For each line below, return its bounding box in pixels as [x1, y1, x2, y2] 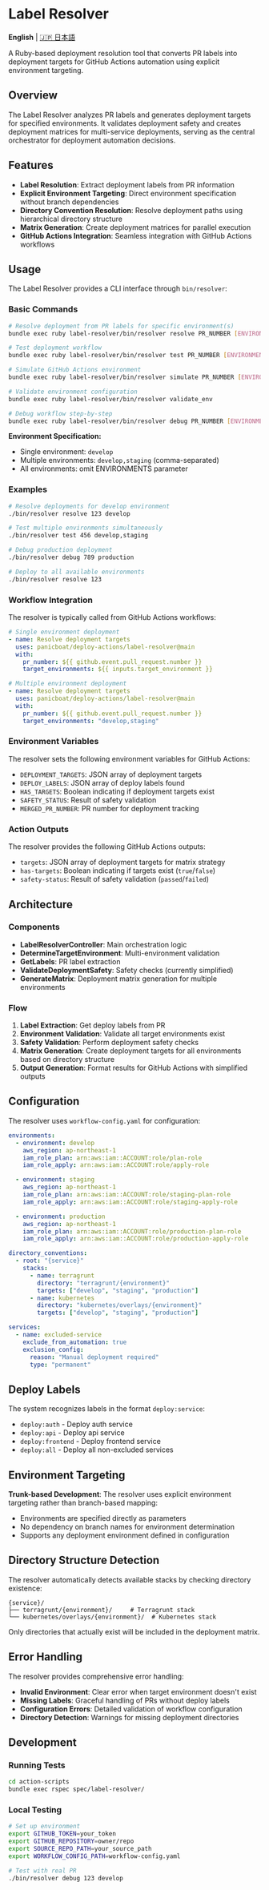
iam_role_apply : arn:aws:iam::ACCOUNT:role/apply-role [22, 1161, 210, 1169]
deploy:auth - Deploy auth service [19, 1419, 134, 1430]
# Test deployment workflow [8, 344, 102, 352]
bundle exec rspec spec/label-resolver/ [8, 1785, 146, 1794]
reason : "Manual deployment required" [29, 1353, 159, 1361]
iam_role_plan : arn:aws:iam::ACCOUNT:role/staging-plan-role [22, 1191, 231, 1199]
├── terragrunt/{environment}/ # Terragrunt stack [8, 1606, 195, 1614]
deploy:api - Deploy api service [19, 1428, 126, 1438]
